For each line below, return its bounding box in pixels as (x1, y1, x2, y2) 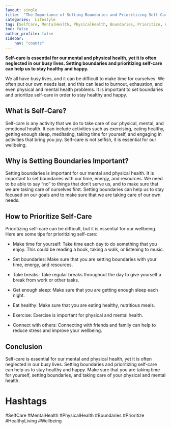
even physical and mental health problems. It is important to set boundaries (5, 86, 163, 92)
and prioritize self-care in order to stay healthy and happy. (5, 91, 127, 98)
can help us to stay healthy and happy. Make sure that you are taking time (5, 367, 160, 373)
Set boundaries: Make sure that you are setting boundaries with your (12, 256, 157, 263)
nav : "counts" (14, 41, 44, 46)
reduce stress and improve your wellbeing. (12, 327, 103, 333)
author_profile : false (5, 31, 53, 36)
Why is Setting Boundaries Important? (5, 156, 129, 165)
